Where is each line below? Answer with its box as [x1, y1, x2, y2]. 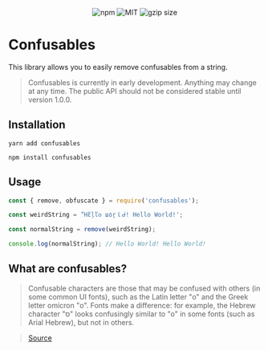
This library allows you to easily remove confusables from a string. [8, 62, 228, 71]
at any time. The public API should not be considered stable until [27, 86, 242, 96]
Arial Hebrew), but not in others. [27, 317, 135, 327]
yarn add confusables [8, 139, 81, 148]
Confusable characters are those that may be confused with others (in [27, 283, 261, 293]
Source [27, 333, 52, 343]
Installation [8, 118, 66, 132]
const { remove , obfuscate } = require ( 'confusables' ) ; [8, 197, 199, 205]
